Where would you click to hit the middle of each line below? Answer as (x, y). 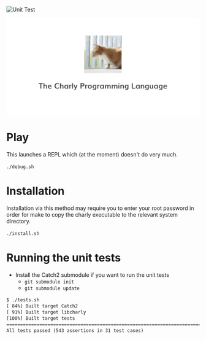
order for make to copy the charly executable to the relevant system (92, 214)
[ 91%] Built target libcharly (46, 312)
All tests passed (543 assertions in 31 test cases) (75, 330)
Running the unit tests (64, 258)
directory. (18, 221)
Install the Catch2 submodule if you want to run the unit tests (92, 275)
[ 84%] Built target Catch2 (42, 306)
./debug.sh (20, 167)
